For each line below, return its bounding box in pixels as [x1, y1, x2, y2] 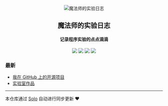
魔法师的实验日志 [57, 21, 110, 30]
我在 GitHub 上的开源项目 [12, 74, 65, 80]
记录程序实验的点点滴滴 [59, 36, 108, 42]
